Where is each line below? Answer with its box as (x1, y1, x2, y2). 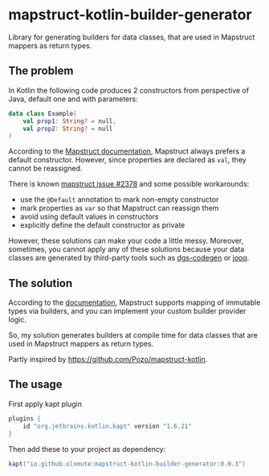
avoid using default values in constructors (19, 211, 159, 222)
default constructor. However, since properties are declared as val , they (8, 155, 247, 165)
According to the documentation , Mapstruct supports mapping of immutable (8, 297, 261, 307)
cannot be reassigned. (8, 163, 83, 174)
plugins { (8, 414, 42, 423)
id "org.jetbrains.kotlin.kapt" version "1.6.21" (22, 422, 193, 430)
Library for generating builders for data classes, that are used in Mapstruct (8, 32, 255, 42)
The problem (8, 64, 74, 78)
